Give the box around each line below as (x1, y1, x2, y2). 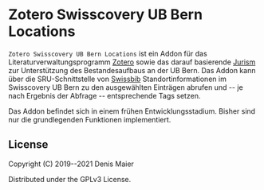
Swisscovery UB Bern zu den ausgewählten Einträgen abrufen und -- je (8, 82, 243, 92)
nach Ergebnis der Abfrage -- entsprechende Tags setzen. (8, 91, 201, 100)
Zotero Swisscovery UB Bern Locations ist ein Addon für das (8, 48, 207, 58)
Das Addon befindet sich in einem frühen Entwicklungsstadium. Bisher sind (8, 106, 256, 116)
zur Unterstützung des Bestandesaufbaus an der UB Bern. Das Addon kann (8, 65, 256, 75)
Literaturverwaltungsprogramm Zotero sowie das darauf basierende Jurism (8, 57, 256, 67)
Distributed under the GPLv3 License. (8, 174, 132, 184)
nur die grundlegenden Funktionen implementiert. (8, 114, 171, 124)
